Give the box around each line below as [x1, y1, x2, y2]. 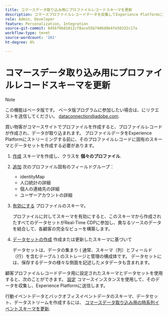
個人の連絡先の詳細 [19, 186, 60, 192]
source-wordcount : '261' [5, 35, 57, 40]
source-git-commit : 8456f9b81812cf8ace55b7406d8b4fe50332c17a [5, 26, 137, 31]
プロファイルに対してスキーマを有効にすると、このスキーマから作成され [12, 213, 161, 219]
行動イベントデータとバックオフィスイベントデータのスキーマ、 [5, 293, 136, 299]
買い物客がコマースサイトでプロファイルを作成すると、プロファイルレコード [5, 123, 162, 130]
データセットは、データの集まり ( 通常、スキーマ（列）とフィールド [12, 247, 152, 253]
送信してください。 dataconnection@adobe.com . [18, 113, 120, 119]
